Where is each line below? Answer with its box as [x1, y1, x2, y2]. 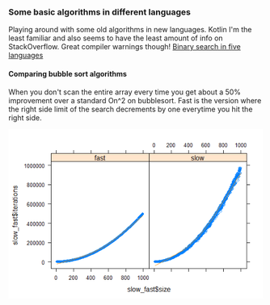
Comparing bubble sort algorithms [8, 69, 128, 78]
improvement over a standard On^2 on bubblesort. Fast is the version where [8, 95, 262, 105]
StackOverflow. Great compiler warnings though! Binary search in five [8, 42, 241, 52]
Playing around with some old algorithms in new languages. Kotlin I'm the [8, 25, 252, 35]
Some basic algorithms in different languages [8, 6, 192, 18]
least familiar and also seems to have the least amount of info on [8, 33, 224, 43]
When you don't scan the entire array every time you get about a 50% [8, 87, 241, 97]
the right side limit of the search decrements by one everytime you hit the [8, 104, 253, 114]
